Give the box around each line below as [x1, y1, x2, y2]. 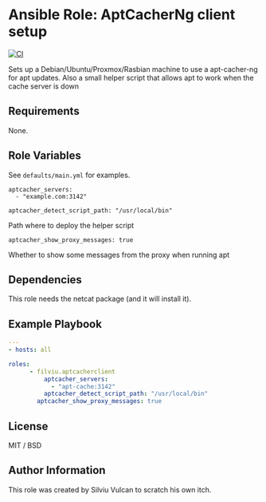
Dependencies [8, 273, 82, 287]
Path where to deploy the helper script [8, 220, 135, 230]
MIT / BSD [8, 441, 42, 450]
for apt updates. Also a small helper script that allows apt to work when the [8, 73, 254, 82]
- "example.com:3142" [15, 192, 88, 200]
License [8, 419, 49, 433]
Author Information [8, 464, 106, 477]
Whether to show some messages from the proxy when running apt [8, 250, 230, 259]
